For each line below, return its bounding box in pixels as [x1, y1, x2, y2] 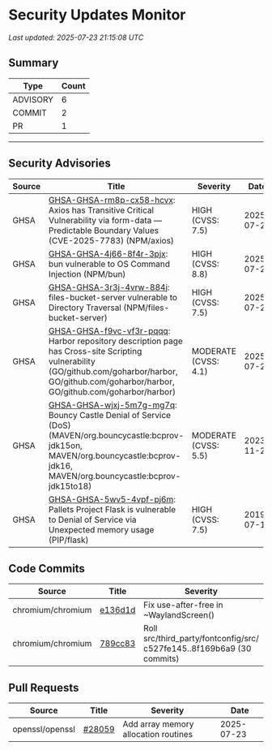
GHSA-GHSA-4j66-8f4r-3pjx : [48, 248, 168, 259]
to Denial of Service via [48, 514, 137, 525]
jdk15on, [48, 440, 83, 451]
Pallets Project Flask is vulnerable [48, 503, 176, 515]
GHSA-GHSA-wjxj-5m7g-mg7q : [48, 399, 178, 411]
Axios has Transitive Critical [48, 205, 155, 216]
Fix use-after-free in [142, 599, 223, 610]
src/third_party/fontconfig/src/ [142, 633, 259, 644]
